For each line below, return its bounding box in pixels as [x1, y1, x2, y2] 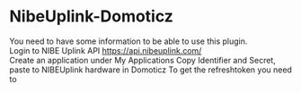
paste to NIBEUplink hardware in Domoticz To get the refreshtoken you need [9, 64, 292, 75]
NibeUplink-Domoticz [9, 6, 173, 27]
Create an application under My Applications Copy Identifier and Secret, [9, 54, 276, 65]
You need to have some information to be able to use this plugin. [9, 36, 248, 46]
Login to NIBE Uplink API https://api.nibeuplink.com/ [9, 45, 202, 55]
